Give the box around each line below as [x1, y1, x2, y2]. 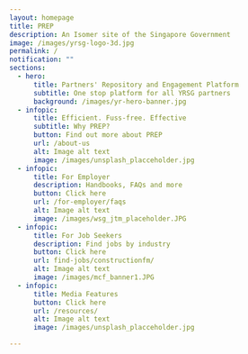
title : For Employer [32, 172, 111, 181]
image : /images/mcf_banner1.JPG [32, 273, 155, 282]
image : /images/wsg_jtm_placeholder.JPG [32, 213, 187, 223]
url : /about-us [32, 139, 91, 148]
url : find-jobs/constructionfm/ [32, 256, 155, 266]
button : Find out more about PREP [32, 131, 164, 140]
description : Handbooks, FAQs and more [32, 181, 182, 190]
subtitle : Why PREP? [32, 123, 111, 132]
